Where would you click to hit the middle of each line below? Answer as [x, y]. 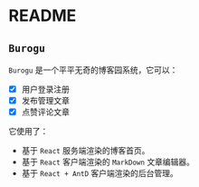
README [43, 16]
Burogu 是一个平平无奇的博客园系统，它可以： [93, 70]
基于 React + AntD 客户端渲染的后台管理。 [99, 173]
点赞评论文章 [45, 112]
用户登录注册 [45, 89]
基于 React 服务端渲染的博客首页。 [85, 151]
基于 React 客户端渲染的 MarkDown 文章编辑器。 [108, 162]
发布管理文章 [45, 101]
